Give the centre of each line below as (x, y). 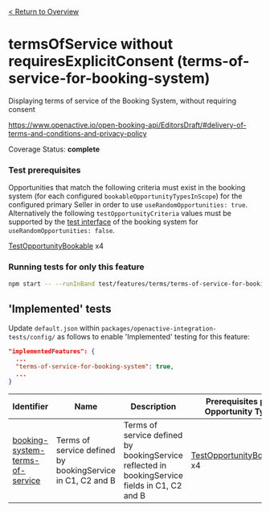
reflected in (145, 465)
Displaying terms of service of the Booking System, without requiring (123, 101)
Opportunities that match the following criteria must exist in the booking (127, 188)
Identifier (31, 406)
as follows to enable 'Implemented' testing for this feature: (154, 337)
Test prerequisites (45, 170)
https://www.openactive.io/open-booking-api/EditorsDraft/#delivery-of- (127, 125)
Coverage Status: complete (54, 149)
